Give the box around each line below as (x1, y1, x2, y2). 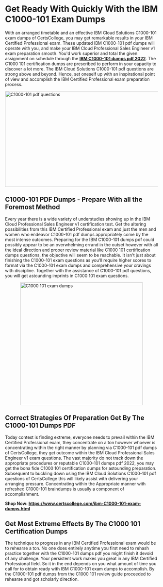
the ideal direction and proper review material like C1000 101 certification (5, 247, 150, 253)
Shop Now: (5, 501, 28, 506)
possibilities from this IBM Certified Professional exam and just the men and (5, 226, 156, 232)
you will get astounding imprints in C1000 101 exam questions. (5, 273, 129, 278)
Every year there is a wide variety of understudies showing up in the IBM (5, 216, 150, 222)
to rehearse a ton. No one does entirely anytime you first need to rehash (5, 545, 149, 551)
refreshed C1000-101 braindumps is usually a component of (5, 486, 125, 492)
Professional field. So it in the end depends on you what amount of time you (5, 561, 157, 567)
